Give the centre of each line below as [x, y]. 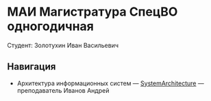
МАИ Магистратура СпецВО [92, 12]
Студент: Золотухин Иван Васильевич [63, 45]
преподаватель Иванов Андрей [63, 90]
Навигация [32, 67]
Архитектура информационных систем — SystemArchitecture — [110, 83]
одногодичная [50, 26]
